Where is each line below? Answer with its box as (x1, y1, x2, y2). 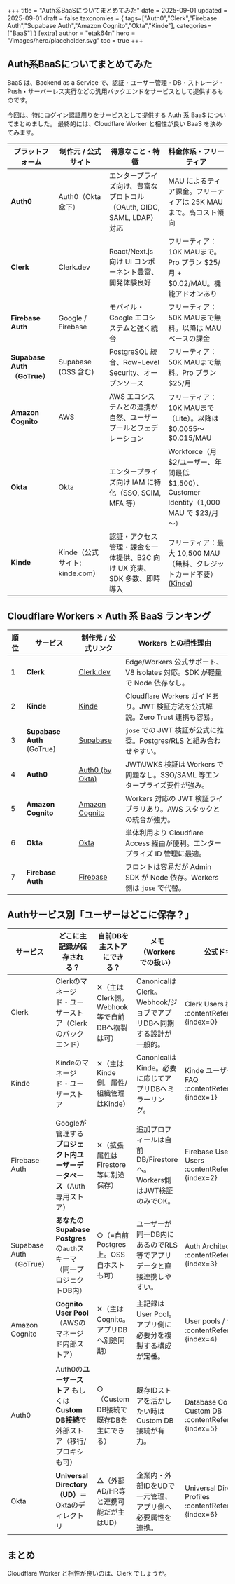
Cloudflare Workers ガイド (125, 691, 212, 701)
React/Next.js (108, 246, 154, 256)
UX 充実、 (117, 563, 152, 573)
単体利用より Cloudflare (125, 828, 204, 838)
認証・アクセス (108, 531, 159, 541)
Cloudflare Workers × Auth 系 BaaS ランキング (7, 610, 211, 622)
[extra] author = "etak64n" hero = (38, 29, 136, 37)
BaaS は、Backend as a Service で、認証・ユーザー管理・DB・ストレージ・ (7, 78, 225, 86)
